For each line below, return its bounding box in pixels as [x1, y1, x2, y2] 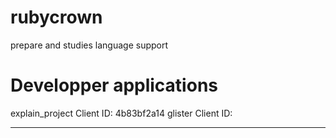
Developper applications [10, 74, 218, 97]
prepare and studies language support [10, 39, 169, 51]
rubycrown [10, 6, 103, 29]
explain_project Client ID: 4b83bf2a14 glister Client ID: [10, 107, 233, 119]
